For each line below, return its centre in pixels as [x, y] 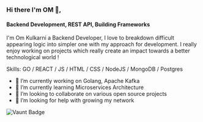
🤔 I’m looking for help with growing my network [75, 101]
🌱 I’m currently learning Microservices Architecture [79, 87]
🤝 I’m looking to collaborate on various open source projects [91, 94]
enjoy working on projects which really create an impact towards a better [98, 51]
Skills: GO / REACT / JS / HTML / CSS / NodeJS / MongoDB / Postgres [95, 69]
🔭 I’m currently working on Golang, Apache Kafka [77, 81]
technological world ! [33, 57]
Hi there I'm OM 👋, [34, 10]
